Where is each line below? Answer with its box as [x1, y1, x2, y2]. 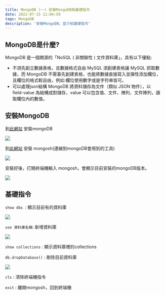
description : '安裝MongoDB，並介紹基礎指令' [5, 21, 91, 26]
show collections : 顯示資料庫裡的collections [5, 244, 97, 250]
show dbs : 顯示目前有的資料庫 [5, 204, 67, 210]
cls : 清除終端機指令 [5, 274, 46, 280]
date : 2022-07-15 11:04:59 [5, 12, 61, 17]
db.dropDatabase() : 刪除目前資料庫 [5, 254, 77, 260]
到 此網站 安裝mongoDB [5, 125, 53, 131]
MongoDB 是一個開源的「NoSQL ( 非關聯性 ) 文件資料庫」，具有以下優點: [5, 55, 152, 61]
